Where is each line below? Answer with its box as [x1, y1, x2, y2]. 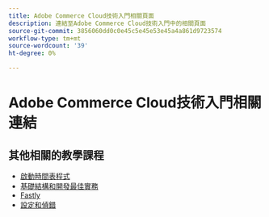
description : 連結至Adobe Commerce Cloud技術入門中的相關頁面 [8, 19, 206, 27]
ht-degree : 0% [8, 49, 57, 57]
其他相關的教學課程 [8, 148, 104, 162]
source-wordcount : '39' [8, 42, 89, 50]
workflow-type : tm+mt [8, 34, 82, 43]
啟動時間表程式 [19, 171, 70, 181]
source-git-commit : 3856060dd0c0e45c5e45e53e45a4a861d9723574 [8, 27, 222, 35]
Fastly [19, 190, 40, 200]
